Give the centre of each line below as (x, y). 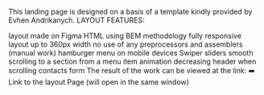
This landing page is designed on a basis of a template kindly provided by (130, 12)
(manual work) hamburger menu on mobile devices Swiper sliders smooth (131, 53)
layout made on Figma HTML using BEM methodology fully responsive (125, 36)
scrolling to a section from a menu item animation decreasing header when (132, 61)
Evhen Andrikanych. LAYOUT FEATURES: (76, 20)
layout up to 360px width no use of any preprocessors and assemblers (126, 44)
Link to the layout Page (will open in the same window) (99, 82)
